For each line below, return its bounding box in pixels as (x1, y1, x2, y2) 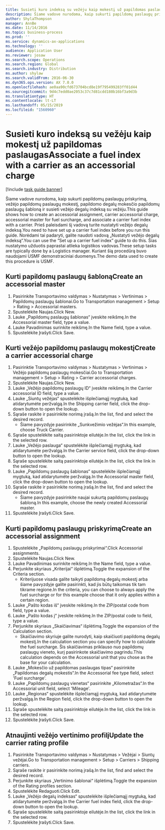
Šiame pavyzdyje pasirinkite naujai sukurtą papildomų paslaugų (20, 494, 149, 500)
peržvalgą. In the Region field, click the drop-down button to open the (12, 696, 152, 702)
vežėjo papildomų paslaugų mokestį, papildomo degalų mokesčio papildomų (5, 201, 160, 207)
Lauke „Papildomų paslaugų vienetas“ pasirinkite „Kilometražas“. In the (12, 681, 155, 686)
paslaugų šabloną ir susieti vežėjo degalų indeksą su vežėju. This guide (5, 206, 148, 212)
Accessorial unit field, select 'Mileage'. (12, 685, 91, 691)
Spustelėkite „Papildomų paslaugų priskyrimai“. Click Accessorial (12, 545, 143, 551)
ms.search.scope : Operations (5, 57, 65, 62)
